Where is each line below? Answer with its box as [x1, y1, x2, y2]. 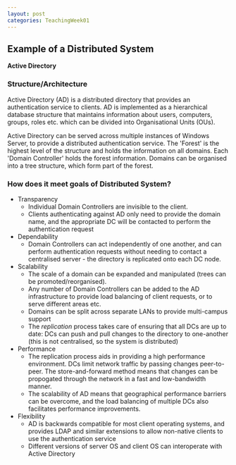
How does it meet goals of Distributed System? [7, 179, 171, 189]
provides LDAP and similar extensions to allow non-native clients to [27, 427, 223, 435]
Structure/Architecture [7, 79, 88, 89]
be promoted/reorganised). [27, 277, 107, 285]
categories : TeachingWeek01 [7, 17, 90, 24]
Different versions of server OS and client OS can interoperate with [27, 442, 223, 450]
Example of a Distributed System [7, 43, 154, 55]
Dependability [17, 232, 58, 240]
